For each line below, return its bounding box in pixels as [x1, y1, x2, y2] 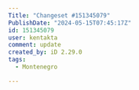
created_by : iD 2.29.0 [8, 48, 82, 56]
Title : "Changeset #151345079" [8, 11, 111, 20]
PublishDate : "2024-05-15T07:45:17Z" [8, 19, 132, 27]
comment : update [8, 41, 61, 49]
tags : [8, 56, 26, 64]
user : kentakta [8, 33, 58, 42]
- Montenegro [15, 63, 58, 71]
